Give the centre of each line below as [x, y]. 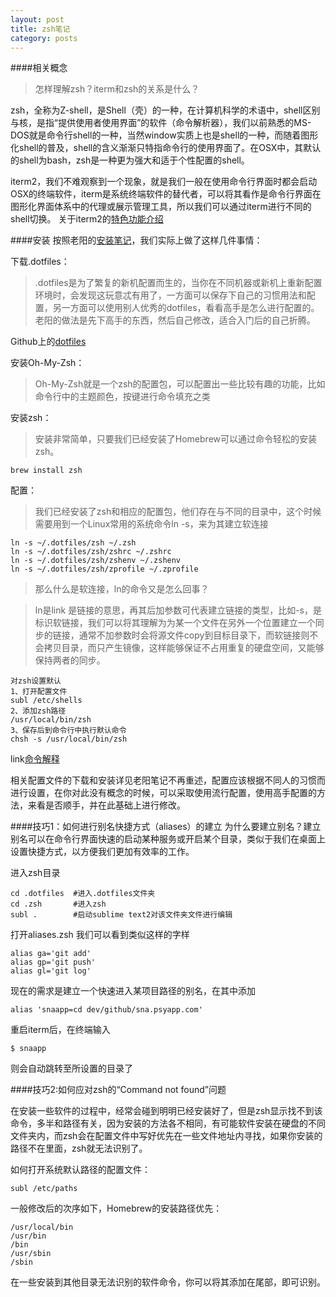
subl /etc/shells [46, 701]
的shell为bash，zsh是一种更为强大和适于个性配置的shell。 [130, 160]
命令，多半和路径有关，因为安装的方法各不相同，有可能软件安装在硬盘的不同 [168, 1123]
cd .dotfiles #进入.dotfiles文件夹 [83, 894]
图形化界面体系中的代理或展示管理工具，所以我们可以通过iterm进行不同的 [161, 207]
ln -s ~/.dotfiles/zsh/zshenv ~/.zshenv [96, 561]
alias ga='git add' [51, 954]
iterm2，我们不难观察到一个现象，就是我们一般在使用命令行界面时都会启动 [164, 182]
